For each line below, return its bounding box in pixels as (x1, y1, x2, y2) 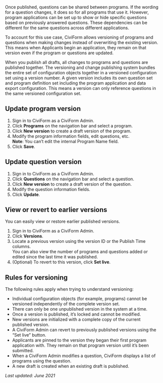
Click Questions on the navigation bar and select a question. (12, 176, 134, 182)
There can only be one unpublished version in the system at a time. (12, 306, 148, 312)
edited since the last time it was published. (12, 254, 98, 260)
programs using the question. (12, 358, 72, 364)
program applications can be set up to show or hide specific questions (5, 15, 147, 20)
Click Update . (12, 191, 40, 197)
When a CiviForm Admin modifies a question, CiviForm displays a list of (12, 353, 156, 359)
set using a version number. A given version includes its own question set (5, 75, 153, 81)
